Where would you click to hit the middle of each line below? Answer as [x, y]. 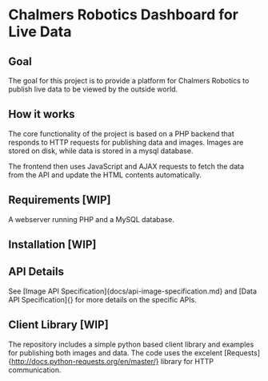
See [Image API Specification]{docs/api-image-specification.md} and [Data [133, 291]
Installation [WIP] [52, 245]
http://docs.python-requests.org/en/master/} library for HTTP [112, 361]
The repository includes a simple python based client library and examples [131, 344]
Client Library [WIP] [59, 325]
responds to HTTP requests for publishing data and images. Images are [126, 142]
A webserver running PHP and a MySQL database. [91, 219]
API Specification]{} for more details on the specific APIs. [103, 299]
